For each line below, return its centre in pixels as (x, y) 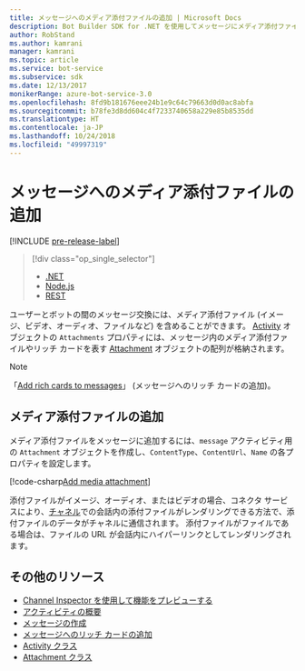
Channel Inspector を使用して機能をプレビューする (118, 600)
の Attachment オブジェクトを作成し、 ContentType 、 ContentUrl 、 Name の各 (148, 452)
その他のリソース (57, 577)
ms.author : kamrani (46, 43)
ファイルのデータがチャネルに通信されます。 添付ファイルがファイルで (149, 523)
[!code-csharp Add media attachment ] (80, 481)
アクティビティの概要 (62, 612)
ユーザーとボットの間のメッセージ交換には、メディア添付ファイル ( (135, 314)
